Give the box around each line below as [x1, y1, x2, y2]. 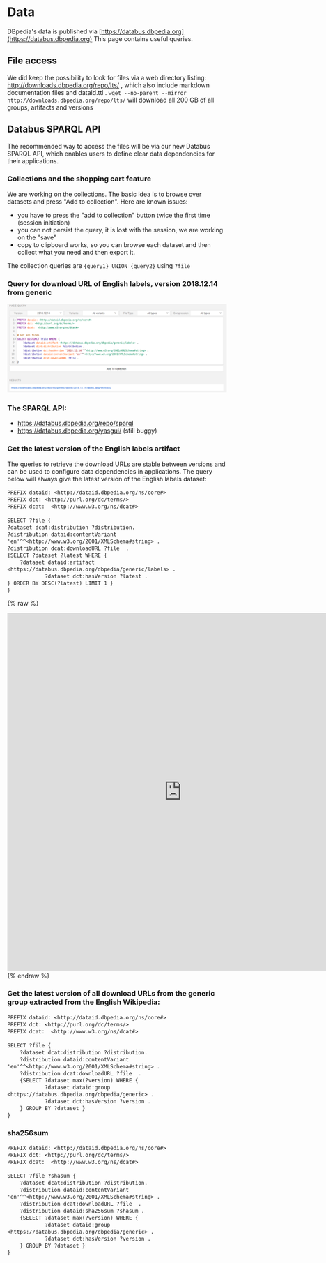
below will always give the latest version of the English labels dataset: [7, 474, 207, 483]
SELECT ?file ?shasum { [7, 1173, 77, 1180]
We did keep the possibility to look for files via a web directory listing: [7, 73, 207, 82]
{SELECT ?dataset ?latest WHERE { [7, 552, 108, 559]
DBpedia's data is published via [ [7, 27, 102, 36]
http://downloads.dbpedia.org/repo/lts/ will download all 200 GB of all [7, 96, 215, 104]
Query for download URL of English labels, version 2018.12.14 [7, 278, 218, 288]
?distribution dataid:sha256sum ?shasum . [20, 1208, 145, 1215]
